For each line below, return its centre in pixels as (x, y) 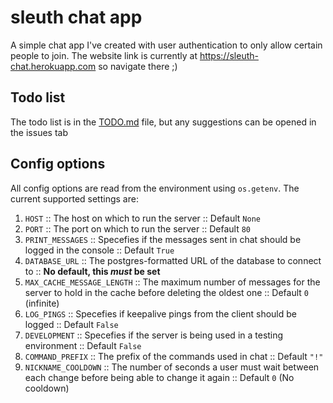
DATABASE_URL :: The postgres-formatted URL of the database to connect (173, 260)
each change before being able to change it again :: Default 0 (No (159, 377)
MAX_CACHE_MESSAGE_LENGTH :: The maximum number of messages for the (172, 282)
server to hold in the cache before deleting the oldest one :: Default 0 (166, 292)
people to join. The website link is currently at (104, 55)
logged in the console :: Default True (99, 250)
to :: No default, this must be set (92, 271)
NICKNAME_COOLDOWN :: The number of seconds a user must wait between (172, 367)
